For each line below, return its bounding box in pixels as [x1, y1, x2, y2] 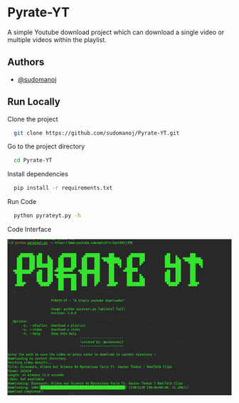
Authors [7, 56, 45, 68]
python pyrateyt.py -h [14, 212, 81, 220]
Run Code [7, 198, 37, 206]
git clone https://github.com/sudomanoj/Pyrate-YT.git [14, 129, 180, 136]
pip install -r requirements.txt [14, 185, 113, 192]
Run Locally [7, 96, 60, 108]
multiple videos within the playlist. [7, 35, 107, 44]
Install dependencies [7, 170, 69, 178]
